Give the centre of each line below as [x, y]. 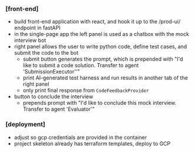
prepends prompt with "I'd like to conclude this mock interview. [100, 103]
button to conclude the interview [54, 97]
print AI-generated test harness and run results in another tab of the [105, 78]
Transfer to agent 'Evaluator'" [59, 109]
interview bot [30, 41]
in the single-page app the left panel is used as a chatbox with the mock [102, 34]
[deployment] [25, 124]
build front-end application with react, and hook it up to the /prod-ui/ [97, 22]
